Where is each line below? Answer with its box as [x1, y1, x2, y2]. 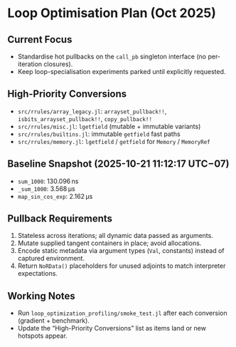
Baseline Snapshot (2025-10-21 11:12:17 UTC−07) [7, 158, 230, 170]
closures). [43, 60, 73, 68]
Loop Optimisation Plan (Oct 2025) [7, 5, 217, 21]
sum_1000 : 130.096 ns [17, 177, 79, 185]
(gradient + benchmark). [17, 316, 90, 325]
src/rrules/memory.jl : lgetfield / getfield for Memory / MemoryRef [17, 137, 211, 145]
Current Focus [7, 33, 73, 46]
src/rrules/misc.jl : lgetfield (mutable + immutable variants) [17, 122, 201, 130]
